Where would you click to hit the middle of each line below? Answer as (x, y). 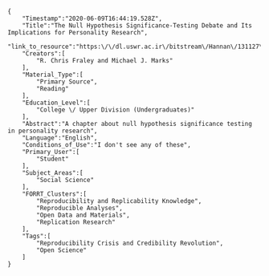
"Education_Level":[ (56, 103)
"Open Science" (62, 250)
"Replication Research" (76, 222)
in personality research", (53, 131)
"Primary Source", (67, 82)
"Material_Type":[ (53, 75)
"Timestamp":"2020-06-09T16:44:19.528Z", (92, 18)
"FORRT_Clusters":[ (55, 194)
